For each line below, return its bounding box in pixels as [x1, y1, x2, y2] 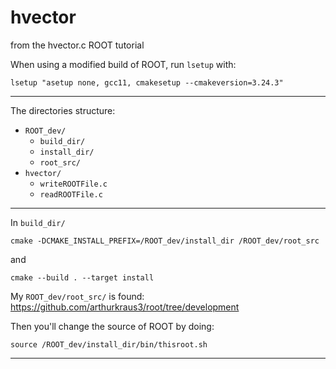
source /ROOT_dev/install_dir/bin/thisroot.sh [10, 339, 208, 350]
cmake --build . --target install [10, 272, 155, 283]
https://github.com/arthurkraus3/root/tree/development [10, 301, 240, 313]
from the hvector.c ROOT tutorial [10, 39, 145, 51]
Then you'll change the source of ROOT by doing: [10, 320, 215, 332]
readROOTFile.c [39, 189, 103, 200]
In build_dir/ [10, 216, 66, 228]
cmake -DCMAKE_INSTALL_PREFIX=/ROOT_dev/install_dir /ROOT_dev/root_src [10, 236, 320, 246]
